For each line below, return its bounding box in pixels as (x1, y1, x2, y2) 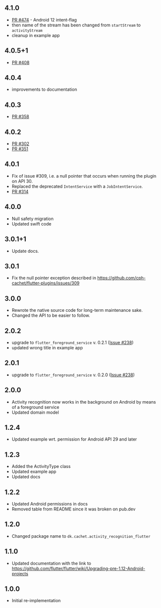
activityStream (11, 28, 43, 33)
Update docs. (11, 248, 40, 254)
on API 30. (11, 178, 33, 184)
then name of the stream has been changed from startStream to (11, 22, 141, 28)
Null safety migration (11, 216, 54, 222)
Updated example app (11, 468, 57, 475)
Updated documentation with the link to (11, 560, 91, 566)
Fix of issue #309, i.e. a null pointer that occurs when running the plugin (11, 173, 157, 179)
